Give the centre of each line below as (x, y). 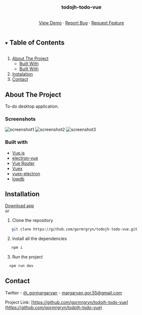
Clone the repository (32, 220)
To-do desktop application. (32, 106)
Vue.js (18, 153)
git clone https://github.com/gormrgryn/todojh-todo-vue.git (74, 229)
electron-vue (25, 158)
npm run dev (22, 266)
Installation (22, 194)
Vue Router (23, 163)
